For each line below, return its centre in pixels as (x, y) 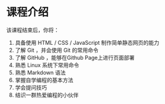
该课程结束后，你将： (33, 30)
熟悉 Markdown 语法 (40, 72)
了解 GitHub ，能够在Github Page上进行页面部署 (75, 57)
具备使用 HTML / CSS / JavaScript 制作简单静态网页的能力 (87, 42)
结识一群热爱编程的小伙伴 (47, 95)
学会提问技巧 (31, 87)
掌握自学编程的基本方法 (44, 80)
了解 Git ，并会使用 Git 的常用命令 (57, 50)
